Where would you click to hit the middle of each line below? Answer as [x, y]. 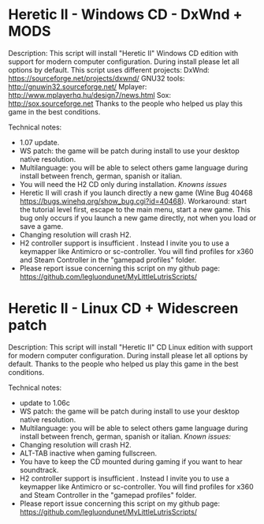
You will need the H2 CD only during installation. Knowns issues [123, 184]
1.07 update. [39, 142]
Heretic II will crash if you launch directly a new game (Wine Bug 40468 [136, 193]
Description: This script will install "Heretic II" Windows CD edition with [123, 53]
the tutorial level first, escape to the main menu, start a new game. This [135, 209]
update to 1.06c [45, 402]
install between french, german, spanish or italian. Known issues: [125, 436]
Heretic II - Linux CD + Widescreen [123, 309]
